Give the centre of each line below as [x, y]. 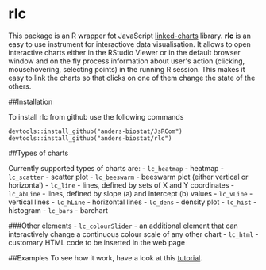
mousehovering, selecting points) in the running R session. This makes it [127, 69]
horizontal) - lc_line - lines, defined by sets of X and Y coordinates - [121, 185]
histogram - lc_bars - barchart [58, 210]
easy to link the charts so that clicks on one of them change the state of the [132, 78]
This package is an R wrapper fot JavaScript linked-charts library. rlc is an [130, 36]
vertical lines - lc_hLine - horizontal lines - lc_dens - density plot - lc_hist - [133, 202]
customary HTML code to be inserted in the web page [96, 242]
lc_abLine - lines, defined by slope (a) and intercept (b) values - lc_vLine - [131, 193]
